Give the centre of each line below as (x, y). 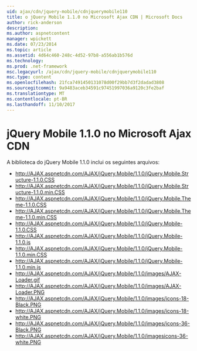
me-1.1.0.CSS (31, 205)
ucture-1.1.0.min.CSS (40, 192)
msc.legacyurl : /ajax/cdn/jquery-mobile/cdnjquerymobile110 (82, 72)
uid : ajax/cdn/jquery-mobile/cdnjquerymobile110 (67, 11)
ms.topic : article (29, 50)
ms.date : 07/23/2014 (32, 45)
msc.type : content (29, 77)
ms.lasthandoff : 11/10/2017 (41, 104)
